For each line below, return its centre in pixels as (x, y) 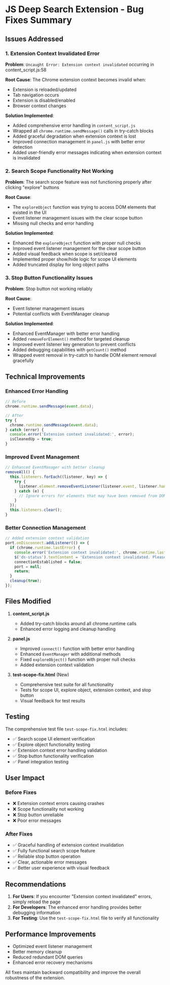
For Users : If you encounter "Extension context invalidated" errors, (82, 897)
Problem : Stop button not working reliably (49, 289)
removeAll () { (20, 472)
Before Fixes (21, 792)
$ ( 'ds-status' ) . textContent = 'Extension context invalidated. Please (90, 557)
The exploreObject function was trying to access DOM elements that (84, 207)
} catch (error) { (25, 430)
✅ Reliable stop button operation (47, 856)
